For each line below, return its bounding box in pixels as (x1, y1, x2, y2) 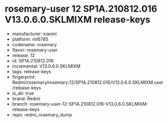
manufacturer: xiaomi (12, 30, 57, 37)
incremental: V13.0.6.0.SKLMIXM (12, 63, 81, 69)
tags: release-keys (12, 68, 51, 74)
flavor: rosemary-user (12, 47, 58, 53)
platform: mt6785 (12, 36, 49, 42)
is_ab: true (12, 90, 34, 96)
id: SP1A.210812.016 (12, 57, 54, 64)
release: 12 (12, 52, 35, 58)
